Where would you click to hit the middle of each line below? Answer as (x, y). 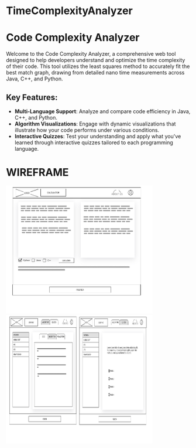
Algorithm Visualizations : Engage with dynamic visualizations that (95, 124)
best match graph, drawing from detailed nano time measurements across (95, 73)
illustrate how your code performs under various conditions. (87, 130)
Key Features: (32, 97)
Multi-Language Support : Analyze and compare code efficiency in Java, (102, 111)
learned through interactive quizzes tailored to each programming (94, 142)
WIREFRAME (37, 173)
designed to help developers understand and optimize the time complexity (96, 60)
